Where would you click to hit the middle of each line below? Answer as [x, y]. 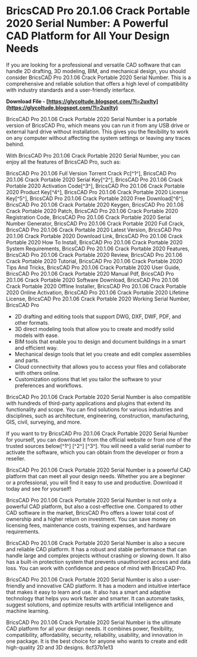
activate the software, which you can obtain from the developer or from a [95, 452]
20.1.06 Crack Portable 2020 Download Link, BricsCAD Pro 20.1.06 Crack [95, 236]
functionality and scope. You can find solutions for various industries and [95, 409]
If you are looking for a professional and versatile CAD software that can [94, 65]
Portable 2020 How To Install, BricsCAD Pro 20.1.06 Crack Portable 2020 [94, 242]
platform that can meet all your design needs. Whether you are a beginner [96, 476]
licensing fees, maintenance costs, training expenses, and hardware [89, 525]
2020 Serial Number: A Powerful [87, 23]
